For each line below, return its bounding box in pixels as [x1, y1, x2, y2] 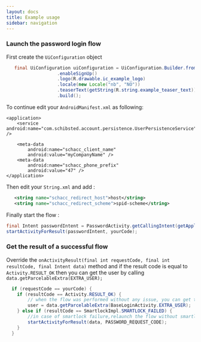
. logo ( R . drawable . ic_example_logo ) [57, 76, 146, 82]
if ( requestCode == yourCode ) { [11, 286, 93, 292]
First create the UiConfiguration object [6, 53, 102, 60]
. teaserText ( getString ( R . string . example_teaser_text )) [57, 87, 197, 93]
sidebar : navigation [6, 20, 58, 26]
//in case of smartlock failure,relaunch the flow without [28, 314, 178, 320]
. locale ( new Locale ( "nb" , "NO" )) [57, 81, 141, 87]
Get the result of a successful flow [6, 243, 108, 251]
